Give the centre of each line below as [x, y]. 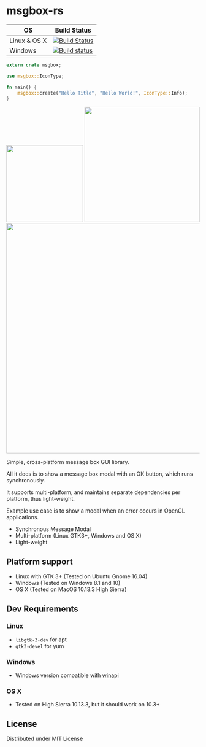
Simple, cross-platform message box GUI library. [68, 462]
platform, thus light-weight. [41, 499]
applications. [22, 517]
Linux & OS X [28, 41]
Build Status [73, 30]
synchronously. [26, 481]
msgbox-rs [35, 11]
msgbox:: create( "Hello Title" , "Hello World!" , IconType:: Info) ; [103, 93]
